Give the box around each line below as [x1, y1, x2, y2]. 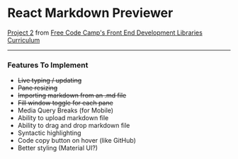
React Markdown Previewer [7, 5, 174, 21]
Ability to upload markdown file [17, 114, 109, 122]
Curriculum [7, 35, 40, 44]
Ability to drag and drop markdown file [17, 122, 130, 130]
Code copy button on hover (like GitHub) [17, 136, 137, 145]
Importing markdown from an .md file [17, 91, 127, 100]
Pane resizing [17, 83, 58, 93]
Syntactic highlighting [17, 129, 81, 137]
